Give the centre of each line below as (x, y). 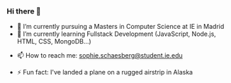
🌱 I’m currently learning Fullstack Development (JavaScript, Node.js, (117, 34)
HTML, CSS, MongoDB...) (54, 41)
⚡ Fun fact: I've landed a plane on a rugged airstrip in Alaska (105, 72)
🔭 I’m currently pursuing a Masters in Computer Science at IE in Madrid (120, 27)
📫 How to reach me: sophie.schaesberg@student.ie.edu (100, 56)
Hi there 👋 (24, 11)
